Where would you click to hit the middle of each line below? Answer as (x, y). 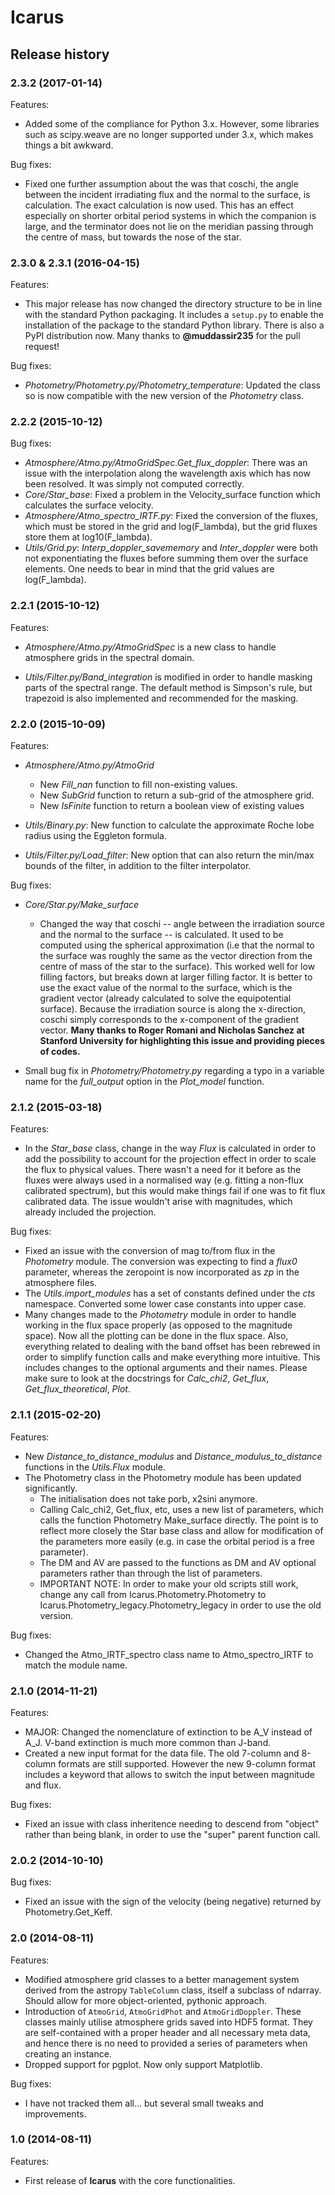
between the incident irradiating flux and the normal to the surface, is (167, 194)
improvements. (55, 2113)
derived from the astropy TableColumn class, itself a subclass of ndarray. (173, 1990)
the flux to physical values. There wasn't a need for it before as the (163, 1170)
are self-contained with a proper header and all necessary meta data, (167, 2032)
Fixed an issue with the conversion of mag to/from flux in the (150, 1251)
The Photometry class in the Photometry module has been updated (163, 1477)
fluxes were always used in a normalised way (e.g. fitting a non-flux (164, 1180)
